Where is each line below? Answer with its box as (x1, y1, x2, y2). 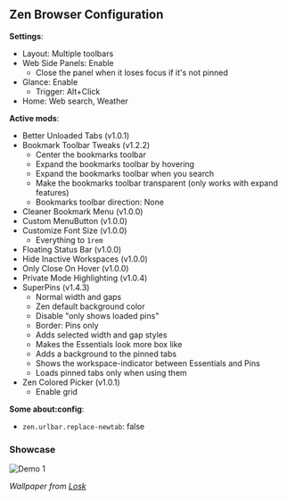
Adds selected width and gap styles (35, 329, 168, 340)
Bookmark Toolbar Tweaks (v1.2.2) (21, 139, 151, 150)
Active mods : (9, 112, 60, 123)
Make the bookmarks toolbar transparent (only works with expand (35, 178, 279, 188)
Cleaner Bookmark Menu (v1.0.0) (21, 205, 143, 217)
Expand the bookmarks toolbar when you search (35, 168, 215, 179)
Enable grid (35, 386, 78, 396)
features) (35, 187, 70, 197)
